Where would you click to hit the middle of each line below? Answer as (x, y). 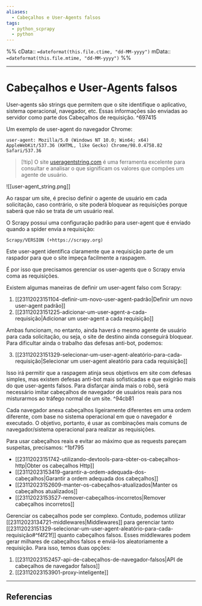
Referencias (29, 597)
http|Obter (28, 466)
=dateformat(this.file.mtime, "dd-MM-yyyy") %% (69, 58)
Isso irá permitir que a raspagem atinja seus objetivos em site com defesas (99, 373)
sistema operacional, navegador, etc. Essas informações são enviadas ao (97, 111)
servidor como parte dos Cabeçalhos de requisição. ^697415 (81, 118)
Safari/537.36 (24, 151)
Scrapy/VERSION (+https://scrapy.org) (55, 240)
